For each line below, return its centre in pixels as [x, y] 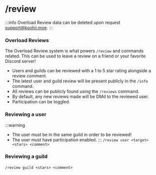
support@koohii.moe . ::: [29, 27]
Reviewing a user [26, 115]
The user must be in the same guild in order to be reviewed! [72, 135]
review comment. [29, 76]
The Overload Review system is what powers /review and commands [74, 51]
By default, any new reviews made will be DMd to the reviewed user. [80, 97]
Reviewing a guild [26, 156]
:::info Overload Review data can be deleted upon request [63, 22]
